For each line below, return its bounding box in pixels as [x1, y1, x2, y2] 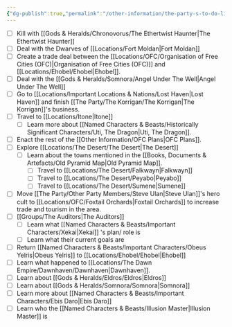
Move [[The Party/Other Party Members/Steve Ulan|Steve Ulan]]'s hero [16, 190, 220, 198]
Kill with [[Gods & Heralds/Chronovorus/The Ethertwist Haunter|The [16, 29, 211, 37]
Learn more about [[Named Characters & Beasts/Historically [26, 121, 199, 128]
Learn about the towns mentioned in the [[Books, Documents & [26, 151, 207, 159]
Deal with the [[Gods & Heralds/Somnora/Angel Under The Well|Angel [16, 74, 216, 83]
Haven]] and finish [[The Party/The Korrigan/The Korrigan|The [16, 98, 195, 106]
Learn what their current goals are [26, 235, 125, 243]
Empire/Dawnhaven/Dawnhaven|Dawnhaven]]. [16, 266, 150, 274]
